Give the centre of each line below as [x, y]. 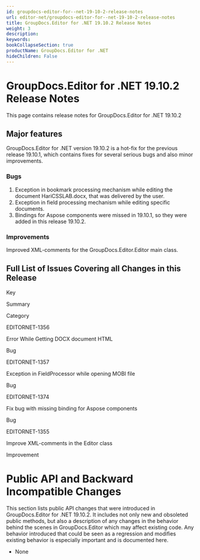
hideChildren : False [32, 56]
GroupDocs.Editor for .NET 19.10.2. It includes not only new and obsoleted [97, 515]
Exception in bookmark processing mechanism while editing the [94, 190]
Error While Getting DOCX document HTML [60, 339]
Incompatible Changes [64, 491]
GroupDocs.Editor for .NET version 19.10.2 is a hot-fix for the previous [92, 148]
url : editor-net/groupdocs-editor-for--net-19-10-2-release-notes [91, 17]
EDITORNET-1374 [28, 397]
